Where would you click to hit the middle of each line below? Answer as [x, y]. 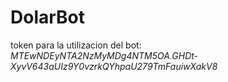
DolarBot [48, 17]
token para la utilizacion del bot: [76, 45]
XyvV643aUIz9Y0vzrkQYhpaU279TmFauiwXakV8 [114, 66]
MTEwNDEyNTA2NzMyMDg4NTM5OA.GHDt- [104, 55]
